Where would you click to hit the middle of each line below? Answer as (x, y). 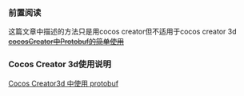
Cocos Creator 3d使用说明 (60, 64)
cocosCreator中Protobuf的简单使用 (66, 42)
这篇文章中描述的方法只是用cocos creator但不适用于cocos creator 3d (122, 32)
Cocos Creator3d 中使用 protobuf (63, 83)
